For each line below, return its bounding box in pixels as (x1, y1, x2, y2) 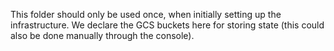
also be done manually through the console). (10, 30, 195, 41)
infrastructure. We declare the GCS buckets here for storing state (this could (10, 19, 325, 31)
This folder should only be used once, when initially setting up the (10, 9, 282, 20)
